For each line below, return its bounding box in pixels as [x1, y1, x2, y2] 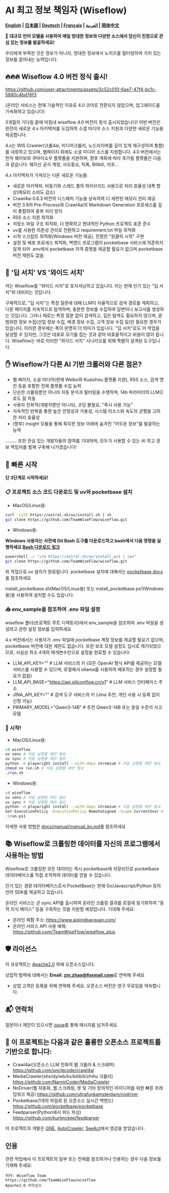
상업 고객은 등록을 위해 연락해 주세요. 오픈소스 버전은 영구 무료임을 [12, 983, 143, 989]
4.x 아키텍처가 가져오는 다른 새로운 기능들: [5, 172, 88, 178]
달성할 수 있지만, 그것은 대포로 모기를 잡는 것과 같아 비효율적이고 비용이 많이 [5, 331, 155, 337]
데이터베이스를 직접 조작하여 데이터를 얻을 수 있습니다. [5, 872, 112, 878]
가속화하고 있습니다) [5, 108, 45, 114]
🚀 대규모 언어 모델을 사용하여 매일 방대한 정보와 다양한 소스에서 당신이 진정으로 [5, 33, 158, 39]
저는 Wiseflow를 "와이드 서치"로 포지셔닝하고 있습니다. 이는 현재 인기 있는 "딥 [5, 283, 158, 289]
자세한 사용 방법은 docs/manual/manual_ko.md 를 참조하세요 [5, 824, 126, 830]
